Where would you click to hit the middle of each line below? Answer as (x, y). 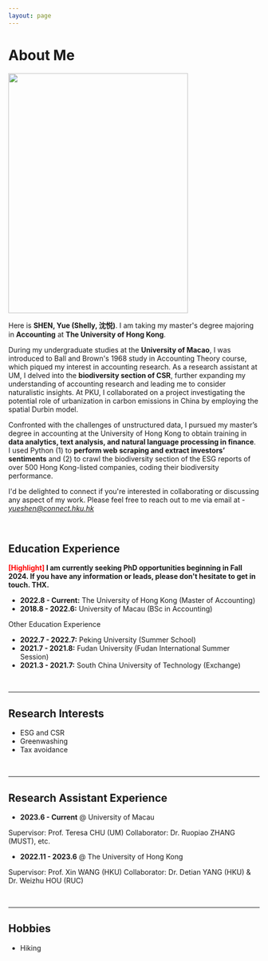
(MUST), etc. (29, 841)
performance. (31, 476)
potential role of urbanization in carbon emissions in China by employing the (134, 401)
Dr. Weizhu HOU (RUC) (46, 881)
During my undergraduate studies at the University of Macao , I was (120, 349)
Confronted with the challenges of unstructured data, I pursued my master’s (133, 425)
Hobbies (30, 929)
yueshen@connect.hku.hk (51, 508)
